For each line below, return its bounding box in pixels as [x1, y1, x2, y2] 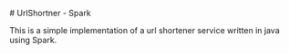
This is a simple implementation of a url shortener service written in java [9, 25, 280, 35]
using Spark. [9, 35, 57, 45]
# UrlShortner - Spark [9, 8, 91, 18]
